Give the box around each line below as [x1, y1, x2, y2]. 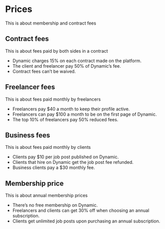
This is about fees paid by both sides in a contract [5, 48, 108, 54]
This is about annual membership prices [5, 192, 88, 198]
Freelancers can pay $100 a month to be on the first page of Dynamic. [12, 111, 157, 117]
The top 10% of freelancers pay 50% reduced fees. [12, 116, 118, 122]
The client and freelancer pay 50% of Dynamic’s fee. [12, 63, 121, 69]
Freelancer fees [5, 83, 55, 91]
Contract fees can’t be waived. [12, 68, 76, 74]
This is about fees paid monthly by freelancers [5, 96, 101, 102]
